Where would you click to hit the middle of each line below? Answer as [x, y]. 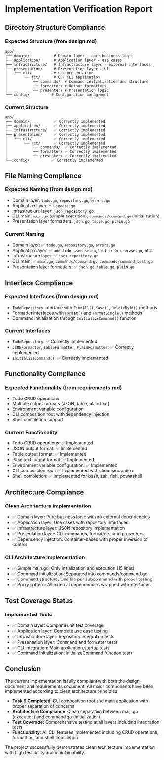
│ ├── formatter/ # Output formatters [56, 86]
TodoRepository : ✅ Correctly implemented [55, 342]
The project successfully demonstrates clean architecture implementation [80, 747]
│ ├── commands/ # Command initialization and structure [77, 82]
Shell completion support [38, 419]
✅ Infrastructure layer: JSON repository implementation [68, 528]
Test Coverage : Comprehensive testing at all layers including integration [86, 722]
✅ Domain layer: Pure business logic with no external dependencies [81, 517]
